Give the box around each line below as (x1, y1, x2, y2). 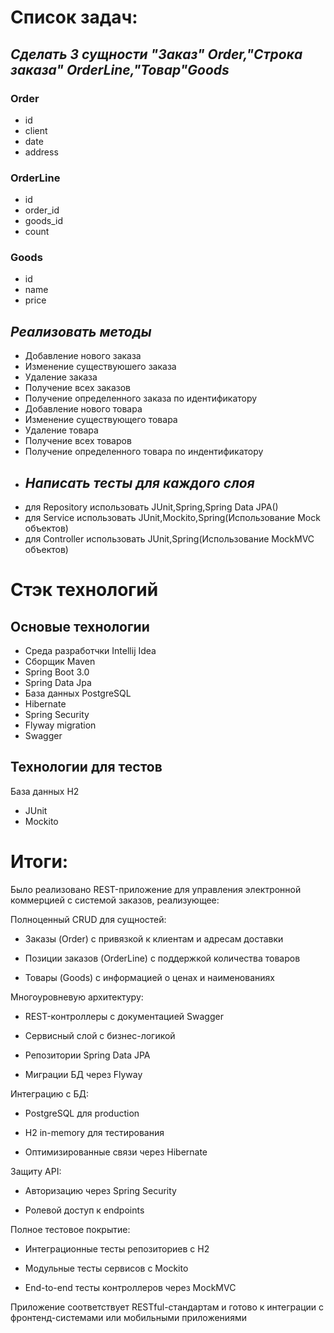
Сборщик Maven (24, 656, 96, 668)
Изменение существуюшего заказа (24, 361, 177, 373)
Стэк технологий (10, 579, 159, 601)
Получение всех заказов (24, 382, 131, 394)
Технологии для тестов (10, 759, 163, 776)
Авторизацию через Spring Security (24, 1184, 177, 1196)
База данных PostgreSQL (24, 687, 132, 700)
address (24, 146, 59, 158)
